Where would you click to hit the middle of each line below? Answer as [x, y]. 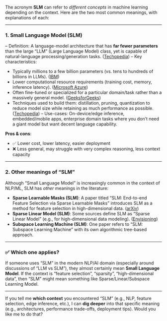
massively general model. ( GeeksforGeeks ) [56, 98]
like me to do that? [24, 314]
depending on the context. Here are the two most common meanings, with [81, 12]
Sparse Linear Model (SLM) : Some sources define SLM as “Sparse [81, 213]
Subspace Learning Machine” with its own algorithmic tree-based [80, 229]
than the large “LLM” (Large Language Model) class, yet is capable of [76, 51]
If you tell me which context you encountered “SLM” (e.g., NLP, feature [78, 298]
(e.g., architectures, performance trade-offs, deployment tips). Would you [81, 309]
